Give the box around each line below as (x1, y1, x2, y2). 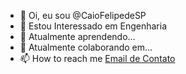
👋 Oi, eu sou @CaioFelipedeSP (19, 10, 147, 21)
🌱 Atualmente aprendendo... (19, 31, 136, 42)
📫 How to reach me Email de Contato (19, 53, 176, 64)
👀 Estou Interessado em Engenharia (19, 20, 168, 32)
